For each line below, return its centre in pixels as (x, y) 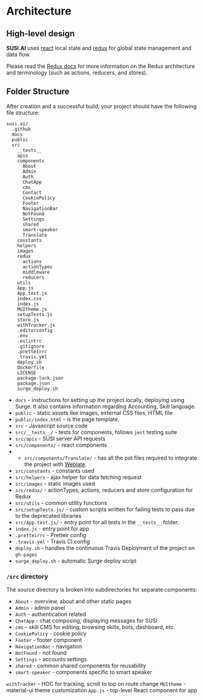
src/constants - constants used (55, 471)
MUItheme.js (32, 309)
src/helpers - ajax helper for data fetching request (78, 477)
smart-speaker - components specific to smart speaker (84, 672)
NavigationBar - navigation (48, 647)
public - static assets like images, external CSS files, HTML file (94, 412)
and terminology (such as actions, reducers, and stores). (77, 73)
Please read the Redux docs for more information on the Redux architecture (101, 66)
